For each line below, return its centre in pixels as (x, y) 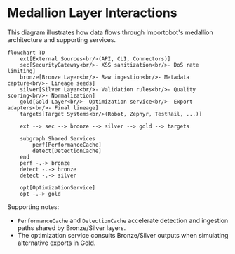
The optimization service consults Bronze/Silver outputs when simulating (123, 235)
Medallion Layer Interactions (92, 13)
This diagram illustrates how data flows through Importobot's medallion (110, 32)
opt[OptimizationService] (58, 187)
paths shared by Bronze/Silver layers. (72, 228)
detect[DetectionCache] (67, 151)
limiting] (22, 71)
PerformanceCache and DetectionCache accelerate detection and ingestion (123, 220)
